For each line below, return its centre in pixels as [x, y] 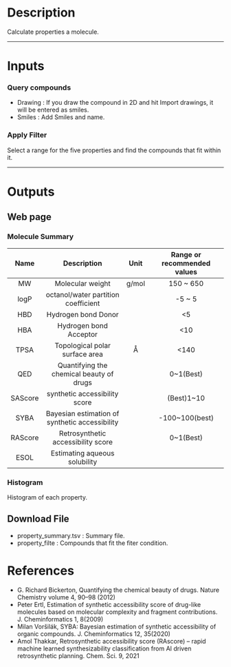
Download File [38, 519]
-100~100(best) [186, 418]
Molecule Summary [41, 237]
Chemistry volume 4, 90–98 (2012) [66, 597]
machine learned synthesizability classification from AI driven [104, 648]
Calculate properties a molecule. [53, 32]
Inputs [26, 66]
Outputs [31, 192]
